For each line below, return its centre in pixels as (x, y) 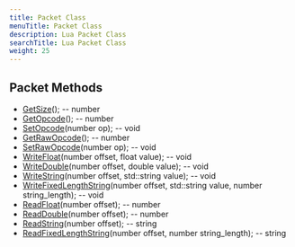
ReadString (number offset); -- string (89, 223)
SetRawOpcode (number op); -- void (89, 147)
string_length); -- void (63, 195)
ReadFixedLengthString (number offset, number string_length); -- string (154, 233)
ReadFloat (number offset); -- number (91, 204)
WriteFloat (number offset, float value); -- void (107, 156)
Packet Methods (56, 88)
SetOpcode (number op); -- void (81, 128)
